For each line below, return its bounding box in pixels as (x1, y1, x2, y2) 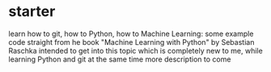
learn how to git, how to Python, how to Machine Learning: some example (8, 29, 254, 38)
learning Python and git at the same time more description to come (8, 54, 231, 64)
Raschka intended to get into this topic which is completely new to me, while (8, 46, 263, 55)
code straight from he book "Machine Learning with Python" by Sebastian (8, 37, 255, 46)
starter (8, 2, 56, 21)
